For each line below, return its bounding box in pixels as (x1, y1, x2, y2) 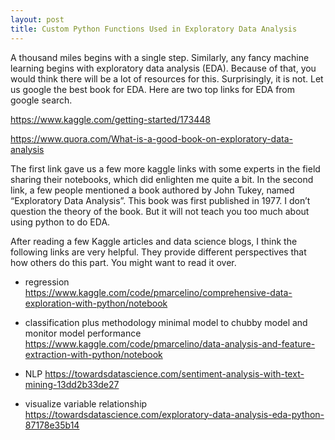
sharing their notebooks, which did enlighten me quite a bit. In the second (10, 173, 314, 185)
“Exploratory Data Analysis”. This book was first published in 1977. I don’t (10, 194, 311, 206)
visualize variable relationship (24, 397, 148, 410)
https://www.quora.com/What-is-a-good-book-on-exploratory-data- (10, 132, 293, 145)
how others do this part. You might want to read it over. (10, 256, 237, 268)
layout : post (10, 14, 65, 25)
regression (24, 276, 70, 288)
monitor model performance (24, 327, 142, 339)
